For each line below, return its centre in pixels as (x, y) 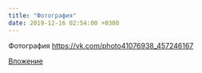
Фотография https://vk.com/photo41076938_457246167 (101, 45)
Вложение (26, 61)
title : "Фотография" (43, 15)
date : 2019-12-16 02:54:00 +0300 (64, 23)
